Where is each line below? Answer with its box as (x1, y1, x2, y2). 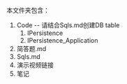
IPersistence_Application (27, 36, 98, 44)
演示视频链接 (16, 61, 54, 69)
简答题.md (16, 45, 47, 52)
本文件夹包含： (6, 6, 50, 14)
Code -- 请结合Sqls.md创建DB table (16, 21, 120, 29)
